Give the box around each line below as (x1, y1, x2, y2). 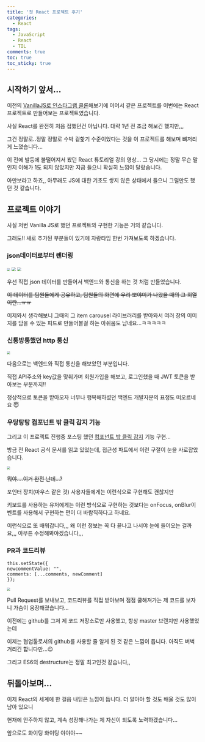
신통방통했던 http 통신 (7, 336, 69, 345)
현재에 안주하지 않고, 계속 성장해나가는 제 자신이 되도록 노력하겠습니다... (7, 716, 178, 724)
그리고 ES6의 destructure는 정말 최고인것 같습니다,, (7, 659, 131, 666)
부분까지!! (23, 380, 46, 388)
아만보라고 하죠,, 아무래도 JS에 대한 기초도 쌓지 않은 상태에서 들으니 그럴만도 (7, 177, 189, 184)
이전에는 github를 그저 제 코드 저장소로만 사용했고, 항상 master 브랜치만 (7, 617, 179, 624)
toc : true (7, 54, 32, 61)
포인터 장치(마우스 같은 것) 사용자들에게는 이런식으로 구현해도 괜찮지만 (7, 488, 174, 496)
